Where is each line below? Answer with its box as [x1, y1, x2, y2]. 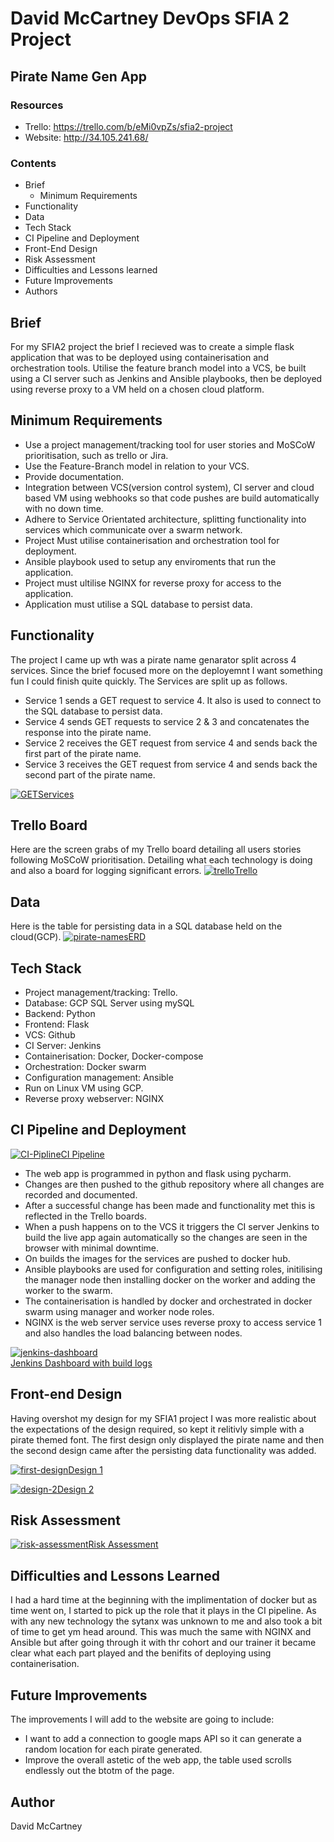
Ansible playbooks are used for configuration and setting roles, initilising [24, 1263, 323, 1275]
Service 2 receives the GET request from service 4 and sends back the [24, 737, 318, 749]
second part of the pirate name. [24, 768, 156, 781]
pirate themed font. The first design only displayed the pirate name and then [10, 1433, 325, 1446]
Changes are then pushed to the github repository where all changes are [24, 1178, 325, 1190]
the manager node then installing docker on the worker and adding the [24, 1273, 317, 1286]
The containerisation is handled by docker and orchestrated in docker [24, 1295, 313, 1307]
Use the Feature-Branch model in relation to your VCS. [24, 460, 250, 472]
